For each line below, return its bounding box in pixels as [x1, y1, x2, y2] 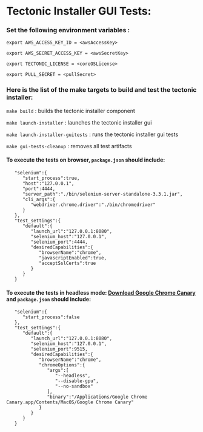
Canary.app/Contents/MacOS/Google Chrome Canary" [6, 399, 135, 405]
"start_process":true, [22, 175, 80, 181]
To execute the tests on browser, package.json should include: [6, 156, 165, 163]
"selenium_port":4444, [30, 239, 88, 245]
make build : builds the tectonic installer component [6, 107, 135, 114]
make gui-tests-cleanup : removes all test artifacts [6, 142, 132, 149]
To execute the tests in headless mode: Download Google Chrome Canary [6, 289, 196, 296]
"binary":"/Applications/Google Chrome [47, 394, 148, 400]
